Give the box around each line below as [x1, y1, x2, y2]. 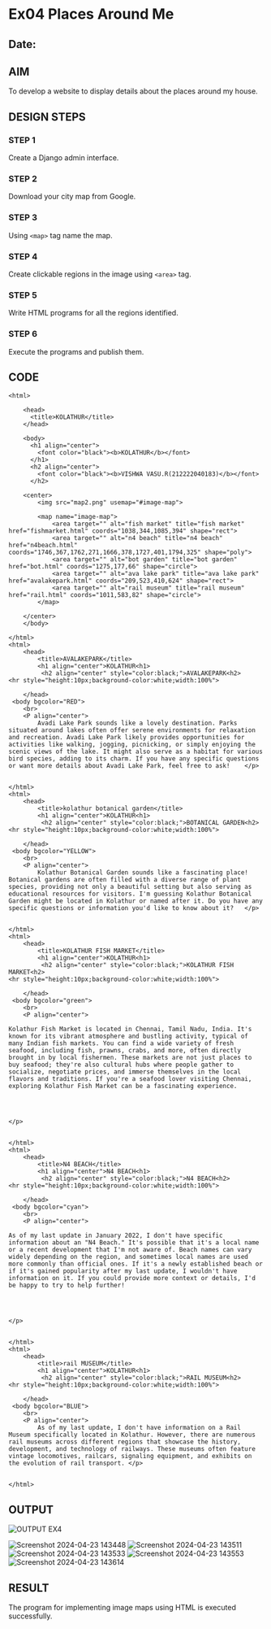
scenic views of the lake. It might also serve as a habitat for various [8, 747, 264, 756]
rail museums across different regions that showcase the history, [8, 1438, 242, 1446]
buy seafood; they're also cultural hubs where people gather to [8, 1061, 234, 1069]
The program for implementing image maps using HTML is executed [8, 1603, 237, 1612]
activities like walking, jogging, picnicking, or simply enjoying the [8, 741, 256, 749]
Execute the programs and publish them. [8, 346, 144, 356]
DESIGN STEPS [8, 110, 87, 124]
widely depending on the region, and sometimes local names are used [8, 1253, 249, 1261]
